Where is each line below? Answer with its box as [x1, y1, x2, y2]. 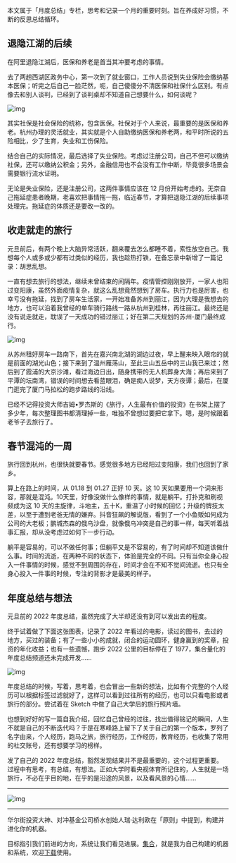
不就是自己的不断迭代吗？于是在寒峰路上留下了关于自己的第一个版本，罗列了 [7, 723, 229, 732]
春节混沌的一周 [7, 440, 72, 453]
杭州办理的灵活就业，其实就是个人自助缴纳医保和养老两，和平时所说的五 [19, 128, 229, 136]
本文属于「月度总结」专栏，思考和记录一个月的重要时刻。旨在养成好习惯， [7, 6, 223, 14]
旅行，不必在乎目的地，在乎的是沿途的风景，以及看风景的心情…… [7, 774, 197, 783]
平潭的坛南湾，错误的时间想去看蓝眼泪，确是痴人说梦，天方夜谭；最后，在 [7, 376, 223, 384]
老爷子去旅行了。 [7, 417, 57, 426]
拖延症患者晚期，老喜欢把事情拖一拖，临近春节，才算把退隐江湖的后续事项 [13, 192, 229, 201]
